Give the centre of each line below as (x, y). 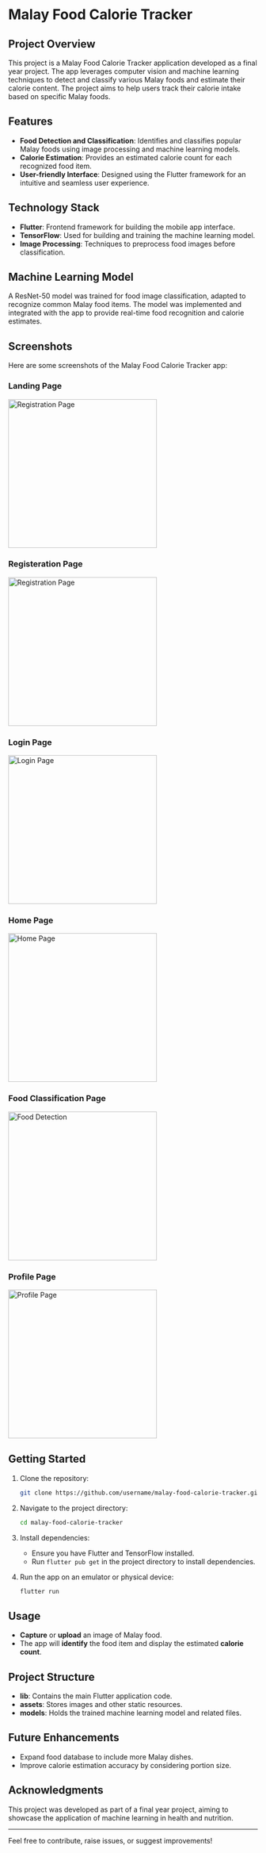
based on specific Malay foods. (59, 96)
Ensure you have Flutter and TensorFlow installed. (113, 1553)
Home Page (31, 920)
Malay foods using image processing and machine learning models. (130, 149)
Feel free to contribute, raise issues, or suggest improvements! (110, 1840)
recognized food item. (56, 166)
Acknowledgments (56, 1790)
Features (30, 122)
